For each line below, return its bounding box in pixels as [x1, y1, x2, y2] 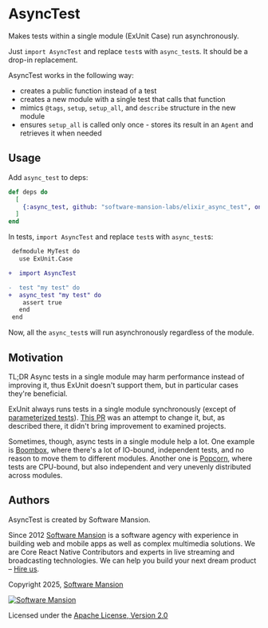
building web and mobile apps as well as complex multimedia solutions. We [8, 539, 255, 548]
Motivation [8, 351, 64, 364]
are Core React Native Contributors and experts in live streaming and [8, 547, 235, 556]
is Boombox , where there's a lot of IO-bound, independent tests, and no [8, 445, 245, 454]
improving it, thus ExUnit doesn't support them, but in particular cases [8, 380, 239, 390]
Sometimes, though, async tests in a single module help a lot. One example [8, 436, 255, 446]
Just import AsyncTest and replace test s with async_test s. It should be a [8, 46, 249, 56]
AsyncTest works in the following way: [8, 70, 134, 80]
